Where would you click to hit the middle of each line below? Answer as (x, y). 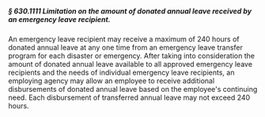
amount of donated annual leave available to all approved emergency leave (131, 64)
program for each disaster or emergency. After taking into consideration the (132, 56)
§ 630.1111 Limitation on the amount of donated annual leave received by (130, 11)
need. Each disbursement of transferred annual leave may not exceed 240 (129, 97)
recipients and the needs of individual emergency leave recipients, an (121, 72)
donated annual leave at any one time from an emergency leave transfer (126, 47)
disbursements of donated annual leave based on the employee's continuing (133, 89)
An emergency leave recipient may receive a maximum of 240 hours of (124, 38)
